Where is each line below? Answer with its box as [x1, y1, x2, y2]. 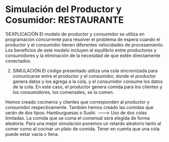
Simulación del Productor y [5, 4, 122, 15]
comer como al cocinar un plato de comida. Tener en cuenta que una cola [5, 125, 160, 132]
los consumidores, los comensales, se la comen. [12, 89, 114, 95]
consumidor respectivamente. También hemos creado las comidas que [5, 104, 154, 110]
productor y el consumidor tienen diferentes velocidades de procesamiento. [5, 41, 164, 48]
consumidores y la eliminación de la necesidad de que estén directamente [5, 52, 161, 59]
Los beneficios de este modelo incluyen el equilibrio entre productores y [5, 47, 157, 53]
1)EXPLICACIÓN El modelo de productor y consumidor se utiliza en [5, 31, 145, 37]
